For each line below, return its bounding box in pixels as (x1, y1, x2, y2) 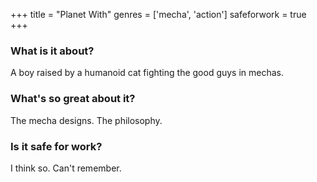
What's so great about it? (10, 92, 136, 106)
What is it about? (10, 44, 95, 58)
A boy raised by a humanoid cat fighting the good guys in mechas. (10, 67, 285, 79)
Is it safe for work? (10, 139, 103, 153)
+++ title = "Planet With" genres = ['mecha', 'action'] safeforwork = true (10, 9, 307, 20)
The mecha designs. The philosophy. (10, 114, 163, 126)
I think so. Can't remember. (10, 162, 122, 174)
